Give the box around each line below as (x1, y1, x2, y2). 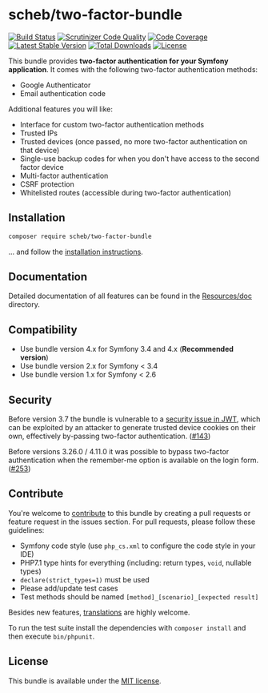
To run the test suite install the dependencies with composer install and (8, 622, 246, 632)
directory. (8, 300, 40, 309)
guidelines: (8, 525, 45, 534)
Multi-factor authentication (19, 171, 109, 180)
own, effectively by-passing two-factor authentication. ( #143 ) (8, 431, 211, 441)
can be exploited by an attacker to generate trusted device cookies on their (8, 423, 256, 433)
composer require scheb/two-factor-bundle (8, 232, 152, 240)
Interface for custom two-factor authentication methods (19, 119, 205, 129)
